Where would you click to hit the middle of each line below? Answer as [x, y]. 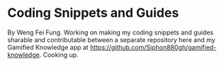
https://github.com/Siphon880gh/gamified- [153, 47]
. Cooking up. [59, 55]
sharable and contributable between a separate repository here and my [111, 39]
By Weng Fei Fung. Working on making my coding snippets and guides [111, 32]
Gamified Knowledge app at [48, 47]
